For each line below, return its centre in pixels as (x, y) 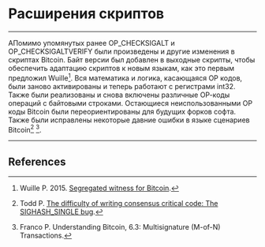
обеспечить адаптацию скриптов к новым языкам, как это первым (121, 68)
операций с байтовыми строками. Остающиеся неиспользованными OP (131, 103)
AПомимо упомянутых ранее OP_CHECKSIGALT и (91, 43)
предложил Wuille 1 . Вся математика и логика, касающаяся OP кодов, (125, 77)
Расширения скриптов (86, 14)
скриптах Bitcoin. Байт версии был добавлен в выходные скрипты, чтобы (132, 59)
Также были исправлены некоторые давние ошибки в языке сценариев (129, 120)
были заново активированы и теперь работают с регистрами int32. (122, 86)
